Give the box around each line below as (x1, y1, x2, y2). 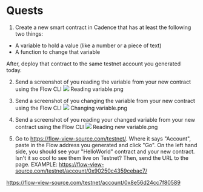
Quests (6, 4, 44, 18)
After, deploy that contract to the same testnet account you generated (6, 60, 181, 67)
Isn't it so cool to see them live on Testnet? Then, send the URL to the (15, 154, 189, 161)
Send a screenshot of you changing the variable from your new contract (15, 97, 196, 104)
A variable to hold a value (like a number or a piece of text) (15, 42, 162, 49)
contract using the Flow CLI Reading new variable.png (15, 123, 158, 130)
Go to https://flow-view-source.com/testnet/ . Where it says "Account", (15, 134, 191, 142)
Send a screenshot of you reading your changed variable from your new (15, 116, 196, 123)
